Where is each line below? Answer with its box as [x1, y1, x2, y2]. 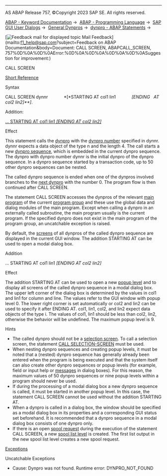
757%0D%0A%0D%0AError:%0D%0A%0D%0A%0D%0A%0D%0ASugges [5, 50, 161, 56]
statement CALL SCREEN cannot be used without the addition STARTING [12, 394, 162, 400]
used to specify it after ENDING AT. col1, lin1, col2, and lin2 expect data [5, 306, 151, 312]
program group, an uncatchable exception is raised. [5, 221, 111, 227]
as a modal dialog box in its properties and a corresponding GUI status [12, 410, 157, 416]
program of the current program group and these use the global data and [5, 200, 155, 205]
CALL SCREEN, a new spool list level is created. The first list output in [12, 431, 155, 437]
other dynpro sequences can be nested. [5, 164, 87, 170]
